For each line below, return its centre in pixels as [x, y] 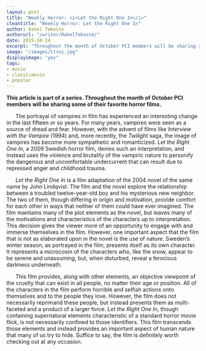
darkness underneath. [34, 265]
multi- [182, 303]
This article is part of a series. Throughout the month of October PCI [95, 98]
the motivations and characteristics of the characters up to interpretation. [99, 219]
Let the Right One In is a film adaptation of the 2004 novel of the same [104, 180]
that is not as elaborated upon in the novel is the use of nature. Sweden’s [98, 239]
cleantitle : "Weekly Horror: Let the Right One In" [74, 23]
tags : [13, 63]
